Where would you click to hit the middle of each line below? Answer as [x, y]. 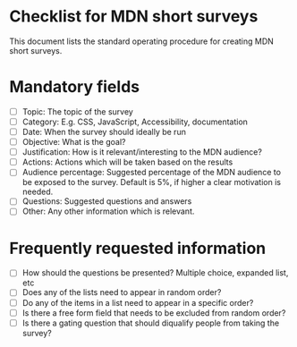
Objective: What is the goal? [74, 142]
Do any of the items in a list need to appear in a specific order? [138, 302]
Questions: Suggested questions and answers [107, 201]
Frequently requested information [138, 248]
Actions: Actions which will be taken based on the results [127, 162]
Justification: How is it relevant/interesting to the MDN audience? [142, 152]
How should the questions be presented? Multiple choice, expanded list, [155, 273]
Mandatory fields [75, 87]
